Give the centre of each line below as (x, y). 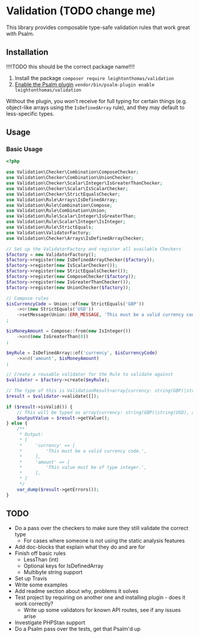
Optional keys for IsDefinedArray (63, 566)
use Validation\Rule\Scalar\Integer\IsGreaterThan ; (71, 216)
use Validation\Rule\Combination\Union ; (57, 211)
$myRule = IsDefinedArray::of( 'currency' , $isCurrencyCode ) (82, 353)
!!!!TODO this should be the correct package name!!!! (70, 66)
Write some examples (41, 585)
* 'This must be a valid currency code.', (83, 451)
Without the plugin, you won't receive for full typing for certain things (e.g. (97, 101)
